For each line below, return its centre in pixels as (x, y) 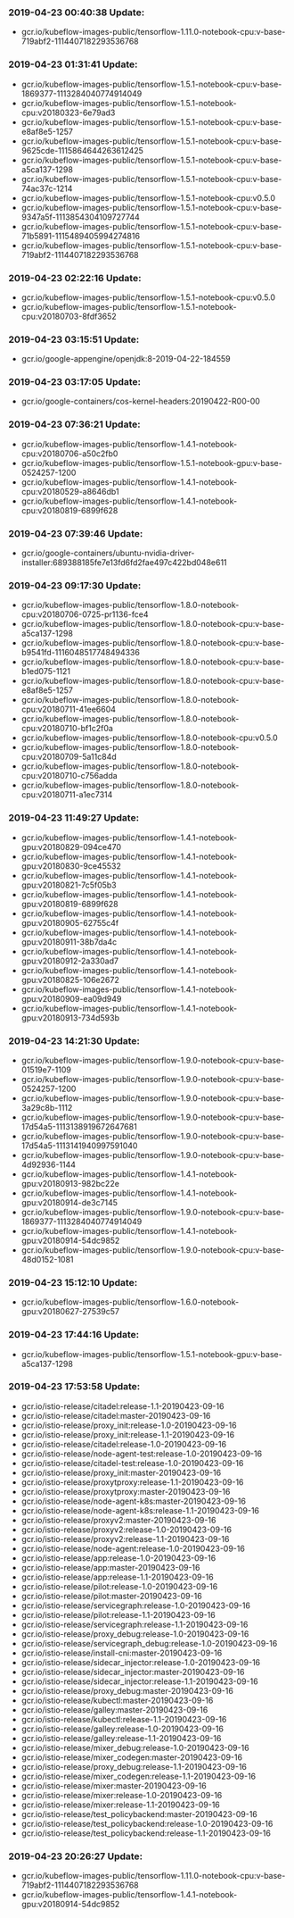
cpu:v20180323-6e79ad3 (68, 113)
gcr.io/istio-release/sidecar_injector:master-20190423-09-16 (133, 1672)
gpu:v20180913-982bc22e (70, 1183)
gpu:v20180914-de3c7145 (69, 1202)
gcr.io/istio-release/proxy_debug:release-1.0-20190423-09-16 (135, 1634)
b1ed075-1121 (46, 671)
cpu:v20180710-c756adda (69, 776)
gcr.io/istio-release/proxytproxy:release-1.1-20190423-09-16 (132, 1482)
